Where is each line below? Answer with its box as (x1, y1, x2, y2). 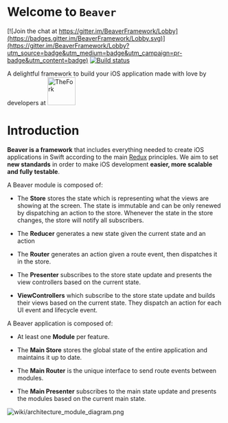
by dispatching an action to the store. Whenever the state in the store (16, 208, 214, 217)
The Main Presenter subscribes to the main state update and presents (16, 387, 217, 395)
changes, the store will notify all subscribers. (16, 216, 144, 224)
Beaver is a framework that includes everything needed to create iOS (7, 145, 205, 153)
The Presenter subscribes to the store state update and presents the (16, 270, 212, 279)
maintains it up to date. (16, 353, 82, 361)
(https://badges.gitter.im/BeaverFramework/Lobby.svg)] (7, 34, 166, 42)
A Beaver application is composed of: (7, 319, 113, 327)
